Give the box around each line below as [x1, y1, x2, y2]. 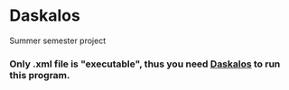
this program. [9, 68, 70, 81]
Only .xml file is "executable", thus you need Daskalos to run [9, 58, 281, 70]
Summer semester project [9, 35, 107, 46]
